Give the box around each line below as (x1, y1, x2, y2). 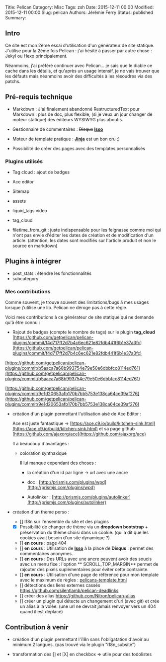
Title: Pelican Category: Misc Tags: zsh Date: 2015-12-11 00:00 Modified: (5, 4, 154, 10)
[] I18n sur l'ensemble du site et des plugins (19, 519, 109, 525)
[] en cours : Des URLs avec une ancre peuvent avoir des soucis (19, 556, 152, 562)
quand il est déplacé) (19, 609, 63, 615)
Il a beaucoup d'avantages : (12, 441, 70, 447)
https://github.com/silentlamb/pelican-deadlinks (19, 587, 119, 593)
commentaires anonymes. (19, 551, 73, 557)
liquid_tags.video (12, 207, 47, 213)
